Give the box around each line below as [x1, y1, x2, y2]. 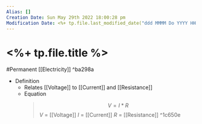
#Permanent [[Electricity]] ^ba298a [6, 66, 94, 73]
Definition [15, 78, 39, 85]
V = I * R [108, 102, 129, 109]
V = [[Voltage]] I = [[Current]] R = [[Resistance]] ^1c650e [39, 111, 181, 119]
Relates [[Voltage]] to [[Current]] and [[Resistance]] [24, 84, 153, 91]
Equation [24, 90, 47, 98]
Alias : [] [6, 8, 31, 15]
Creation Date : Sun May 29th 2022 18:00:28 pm [6, 14, 126, 20]
